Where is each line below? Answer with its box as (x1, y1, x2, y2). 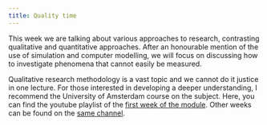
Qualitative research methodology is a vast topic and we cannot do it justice (8, 74, 259, 84)
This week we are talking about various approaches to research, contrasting (8, 33, 260, 43)
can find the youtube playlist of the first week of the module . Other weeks (8, 100, 252, 109)
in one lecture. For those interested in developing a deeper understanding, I (8, 83, 258, 92)
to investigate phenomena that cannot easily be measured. (8, 59, 202, 68)
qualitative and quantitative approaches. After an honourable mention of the (8, 41, 259, 52)
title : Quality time (8, 11, 78, 20)
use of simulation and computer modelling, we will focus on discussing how (8, 50, 258, 60)
